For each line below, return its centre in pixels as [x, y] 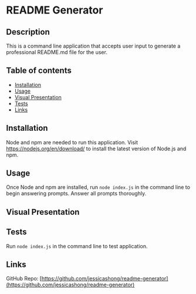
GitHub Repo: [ [24, 279]
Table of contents [39, 71]
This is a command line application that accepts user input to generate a [93, 46]
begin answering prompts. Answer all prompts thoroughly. [76, 194]
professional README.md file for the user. [57, 52]
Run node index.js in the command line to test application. [77, 246]
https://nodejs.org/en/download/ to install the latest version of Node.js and [96, 148]
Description [28, 32]
